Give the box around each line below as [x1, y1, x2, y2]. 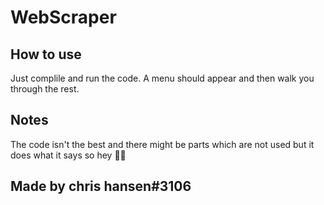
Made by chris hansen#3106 [10, 178, 192, 195]
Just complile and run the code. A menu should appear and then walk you [10, 72, 315, 84]
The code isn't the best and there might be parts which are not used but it [10, 138, 315, 150]
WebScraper [10, 6, 117, 29]
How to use [10, 46, 82, 63]
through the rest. [10, 83, 80, 95]
